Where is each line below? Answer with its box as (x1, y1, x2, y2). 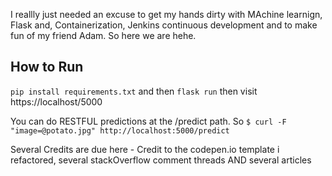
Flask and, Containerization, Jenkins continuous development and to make (10, 19, 318, 31)
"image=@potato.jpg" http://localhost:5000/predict (10, 125, 230, 136)
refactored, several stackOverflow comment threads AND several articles (10, 154, 312, 166)
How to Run (10, 59, 84, 76)
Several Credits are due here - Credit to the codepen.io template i (10, 143, 280, 155)
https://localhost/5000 (10, 95, 103, 108)
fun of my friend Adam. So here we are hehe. (10, 30, 197, 41)
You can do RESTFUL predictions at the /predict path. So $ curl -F (10, 115, 287, 127)
